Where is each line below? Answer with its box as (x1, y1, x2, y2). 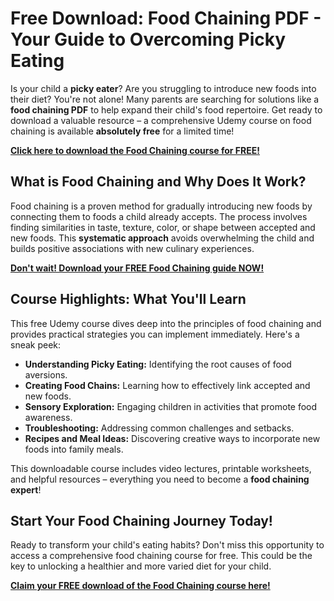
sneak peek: (10, 338, 62, 351)
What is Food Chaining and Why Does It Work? (10, 173, 307, 191)
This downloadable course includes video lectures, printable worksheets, (10, 462, 312, 474)
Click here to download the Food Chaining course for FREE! (10, 144, 260, 156)
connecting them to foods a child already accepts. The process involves (10, 210, 308, 222)
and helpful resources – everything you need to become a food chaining (10, 473, 310, 485)
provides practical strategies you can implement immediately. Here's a (10, 328, 300, 340)
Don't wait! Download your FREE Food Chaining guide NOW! (10, 262, 265, 274)
